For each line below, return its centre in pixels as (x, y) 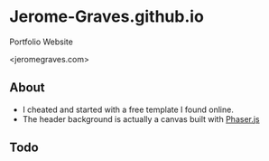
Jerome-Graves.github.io (107, 17)
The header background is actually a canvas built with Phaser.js (141, 118)
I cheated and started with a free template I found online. (128, 109)
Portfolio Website (42, 42)
